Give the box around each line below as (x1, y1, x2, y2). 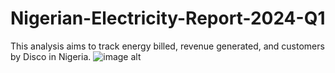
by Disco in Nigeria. (10, 50, 92, 62)
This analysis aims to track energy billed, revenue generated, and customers (10, 40, 325, 52)
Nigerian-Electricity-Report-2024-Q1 (10, 7, 326, 30)
